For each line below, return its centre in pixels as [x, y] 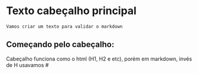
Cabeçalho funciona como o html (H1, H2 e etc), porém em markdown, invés [99, 59]
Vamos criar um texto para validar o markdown [64, 26]
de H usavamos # [27, 65]
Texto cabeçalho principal [72, 11]
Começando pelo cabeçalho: [60, 44]
